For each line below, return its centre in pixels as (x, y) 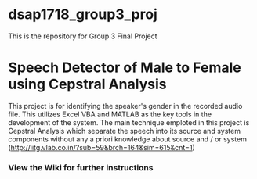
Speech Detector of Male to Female (125, 68)
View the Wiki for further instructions (81, 167)
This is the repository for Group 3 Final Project (83, 36)
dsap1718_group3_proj (83, 14)
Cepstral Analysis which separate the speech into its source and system (125, 131)
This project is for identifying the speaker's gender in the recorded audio (125, 106)
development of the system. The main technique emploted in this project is (129, 122)
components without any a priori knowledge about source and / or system (127, 139)
